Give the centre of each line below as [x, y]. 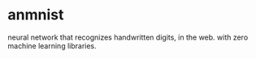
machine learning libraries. [52, 45]
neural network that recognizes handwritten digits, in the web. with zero [128, 37]
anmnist [36, 15]
